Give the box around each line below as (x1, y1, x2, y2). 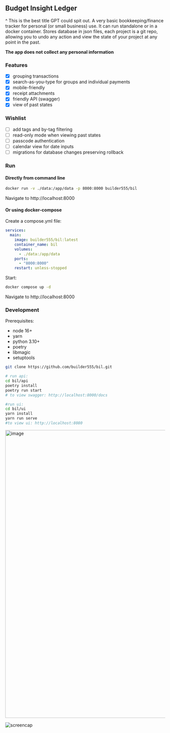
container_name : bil (14, 242, 58, 247)
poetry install (5, 383, 38, 388)
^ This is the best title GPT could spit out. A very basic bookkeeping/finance (5, 17, 164, 23)
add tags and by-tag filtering (12, 126, 73, 132)
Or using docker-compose (5, 206, 62, 213)
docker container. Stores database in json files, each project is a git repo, (5, 28, 158, 34)
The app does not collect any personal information (5, 49, 114, 55)
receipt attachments (12, 90, 55, 96)
